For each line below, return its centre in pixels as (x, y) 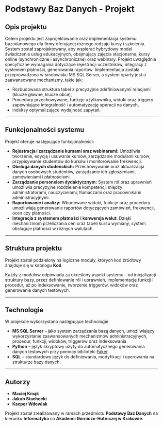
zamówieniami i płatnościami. (41, 177)
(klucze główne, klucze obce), (42, 94)
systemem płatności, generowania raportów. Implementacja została (72, 70)
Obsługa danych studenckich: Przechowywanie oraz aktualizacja (78, 166)
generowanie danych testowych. (38, 290)
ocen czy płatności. (32, 213)
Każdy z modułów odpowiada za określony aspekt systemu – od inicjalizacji (81, 275)
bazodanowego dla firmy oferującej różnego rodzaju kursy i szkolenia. (75, 44)
